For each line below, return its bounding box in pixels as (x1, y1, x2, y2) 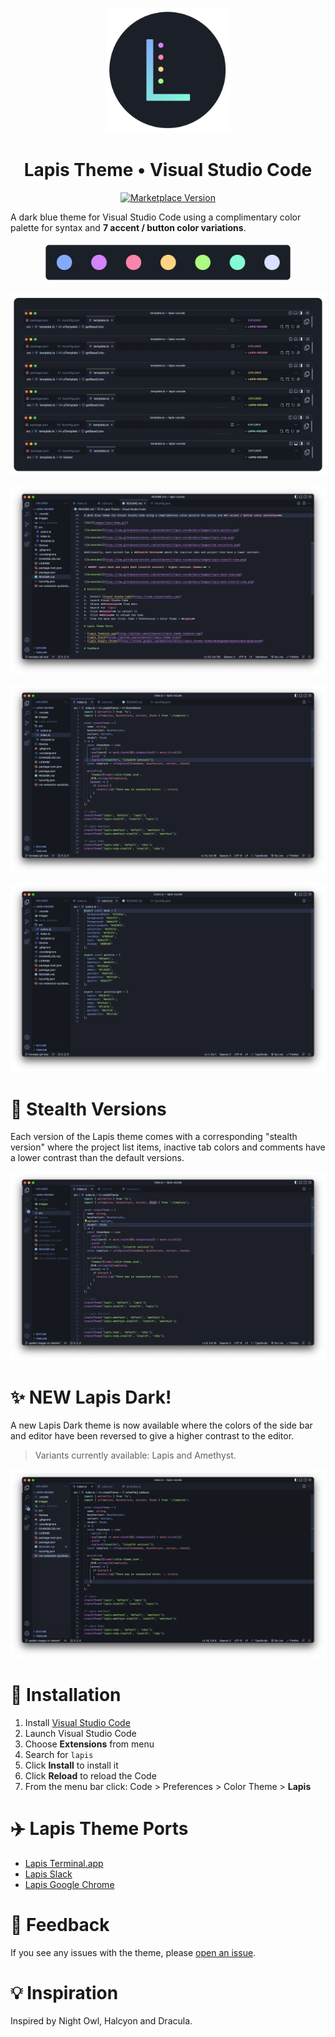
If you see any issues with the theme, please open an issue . (10, 1946, 257, 1958)
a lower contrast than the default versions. (10, 1152, 185, 1164)
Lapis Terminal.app (24, 1857, 104, 1869)
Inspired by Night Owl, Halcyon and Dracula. (10, 2015, 193, 2027)
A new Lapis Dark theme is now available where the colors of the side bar (10, 1419, 313, 1432)
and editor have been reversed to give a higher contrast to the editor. (10, 1430, 295, 1442)
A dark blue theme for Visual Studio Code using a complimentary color (10, 211, 302, 223)
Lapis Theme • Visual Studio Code (23, 159, 313, 182)
